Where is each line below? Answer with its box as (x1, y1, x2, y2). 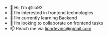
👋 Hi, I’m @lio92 (9, 5, 43, 10)
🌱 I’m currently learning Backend (9, 15, 77, 20)
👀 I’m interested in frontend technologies (9, 10, 94, 16)
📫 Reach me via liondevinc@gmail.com (9, 26, 92, 31)
